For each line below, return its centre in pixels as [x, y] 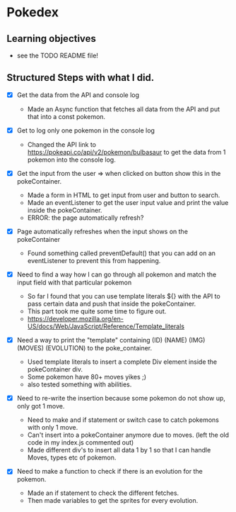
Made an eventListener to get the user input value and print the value [128, 202]
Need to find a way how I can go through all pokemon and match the [117, 274]
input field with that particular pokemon [74, 283]
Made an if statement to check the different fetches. [103, 493]
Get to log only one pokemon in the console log [85, 130]
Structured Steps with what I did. [81, 78]
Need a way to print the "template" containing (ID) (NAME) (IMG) [111, 340]
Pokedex [33, 12]
